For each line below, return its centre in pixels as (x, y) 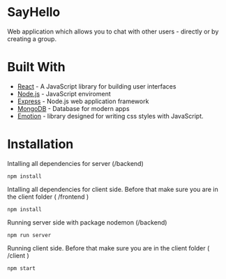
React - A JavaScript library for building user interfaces (97, 86)
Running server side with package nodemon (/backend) (87, 222)
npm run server (29, 235)
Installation (40, 144)
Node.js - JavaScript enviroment (64, 93)
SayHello (34, 12)
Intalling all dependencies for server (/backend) (76, 163)
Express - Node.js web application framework (83, 101)
